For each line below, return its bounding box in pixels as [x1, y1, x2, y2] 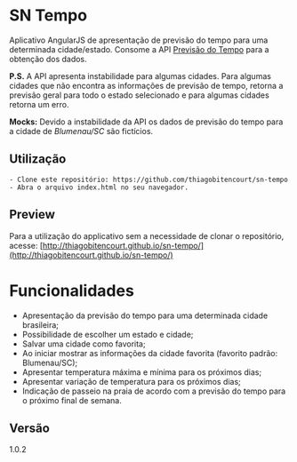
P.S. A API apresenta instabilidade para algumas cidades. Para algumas [9, 70, 271, 81]
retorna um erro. [9, 99, 69, 109]
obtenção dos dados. [9, 53, 87, 64]
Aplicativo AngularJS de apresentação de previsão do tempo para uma [9, 35, 269, 45]
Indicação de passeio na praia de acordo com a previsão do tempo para [21, 386, 286, 396]
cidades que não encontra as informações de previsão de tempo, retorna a [9, 80, 284, 91]
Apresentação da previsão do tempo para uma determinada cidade [21, 310, 269, 321]
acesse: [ [9, 240, 44, 251]
